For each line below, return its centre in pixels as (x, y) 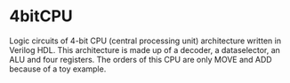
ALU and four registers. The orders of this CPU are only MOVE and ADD (141, 59)
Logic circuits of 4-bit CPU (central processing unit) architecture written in (145, 41)
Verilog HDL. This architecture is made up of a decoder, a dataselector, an (145, 49)
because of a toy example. (58, 69)
